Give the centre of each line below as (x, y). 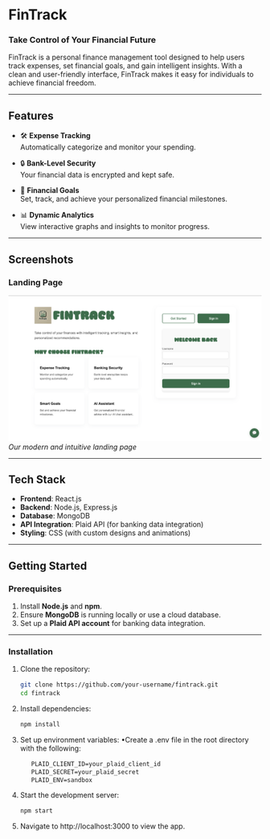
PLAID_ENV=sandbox (61, 780)
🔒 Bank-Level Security (58, 163)
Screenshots (41, 259)
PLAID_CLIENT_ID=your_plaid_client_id (96, 764)
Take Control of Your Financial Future (82, 40)
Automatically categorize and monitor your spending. (108, 147)
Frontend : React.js (51, 499)
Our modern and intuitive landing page (73, 447)
